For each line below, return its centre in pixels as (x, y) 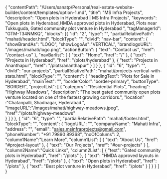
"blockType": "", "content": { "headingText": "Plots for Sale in (92, 76)
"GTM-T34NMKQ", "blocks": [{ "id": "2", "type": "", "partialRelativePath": (80, 34)
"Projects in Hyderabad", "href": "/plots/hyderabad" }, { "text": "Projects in (82, 60)
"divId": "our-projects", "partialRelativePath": (51, 71)
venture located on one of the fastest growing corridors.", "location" (75, 97)
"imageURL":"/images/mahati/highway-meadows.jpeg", (62, 108)
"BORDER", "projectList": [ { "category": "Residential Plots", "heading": (78, 87)
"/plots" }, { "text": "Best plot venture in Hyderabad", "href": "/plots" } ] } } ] (82, 166)
